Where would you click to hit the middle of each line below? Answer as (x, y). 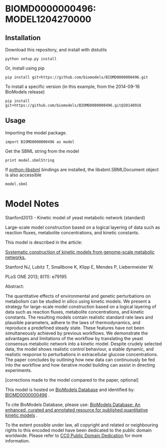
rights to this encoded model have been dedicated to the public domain (79, 430)
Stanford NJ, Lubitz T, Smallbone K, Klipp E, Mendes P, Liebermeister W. (80, 267)
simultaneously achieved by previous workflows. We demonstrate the (77, 333)
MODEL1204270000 (48, 19)
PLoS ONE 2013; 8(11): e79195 (36, 276)
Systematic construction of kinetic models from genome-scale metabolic (80, 252)
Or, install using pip (25, 68)
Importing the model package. (36, 132)
